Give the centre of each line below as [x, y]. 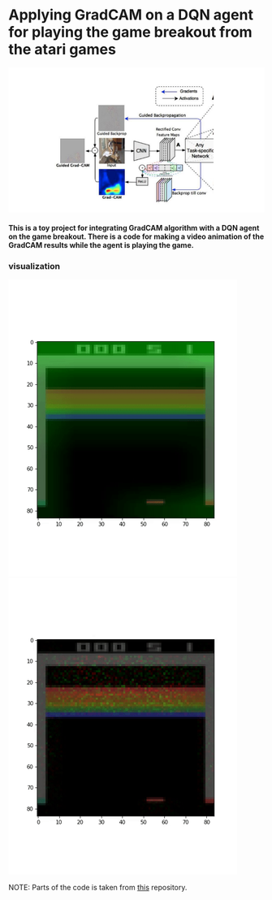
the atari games [62, 50]
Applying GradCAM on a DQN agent [131, 15]
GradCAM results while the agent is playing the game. [101, 245]
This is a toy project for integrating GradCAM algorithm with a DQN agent [134, 228]
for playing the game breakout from [131, 32]
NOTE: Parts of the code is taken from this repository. [98, 887]
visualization [35, 266]
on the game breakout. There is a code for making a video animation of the [136, 236]
